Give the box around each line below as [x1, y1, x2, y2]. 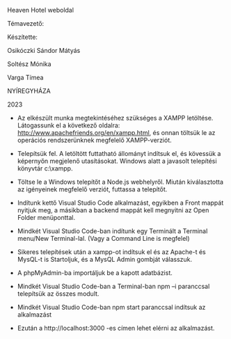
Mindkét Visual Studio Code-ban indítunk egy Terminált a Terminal [17, 227, 208, 235]
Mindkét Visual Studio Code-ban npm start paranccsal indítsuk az [17, 303, 206, 311]
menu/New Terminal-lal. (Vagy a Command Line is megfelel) [17, 235, 190, 242]
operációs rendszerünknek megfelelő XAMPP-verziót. [17, 136, 172, 144]
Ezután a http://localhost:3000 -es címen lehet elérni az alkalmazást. [17, 324, 215, 332]
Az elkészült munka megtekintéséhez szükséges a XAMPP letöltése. [17, 114, 214, 122]
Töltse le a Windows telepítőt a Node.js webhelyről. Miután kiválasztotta [17, 178, 224, 186]
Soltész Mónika [7, 60, 51, 68]
